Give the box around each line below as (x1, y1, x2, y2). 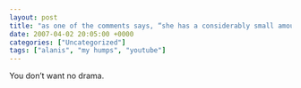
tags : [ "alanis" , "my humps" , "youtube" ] (9, 46, 167, 55)
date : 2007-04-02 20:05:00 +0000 (9, 29, 134, 38)
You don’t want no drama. (9, 70, 105, 81)
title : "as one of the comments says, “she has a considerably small (9, 21, 275, 30)
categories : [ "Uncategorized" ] (9, 37, 126, 47)
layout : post (9, 12, 58, 22)
